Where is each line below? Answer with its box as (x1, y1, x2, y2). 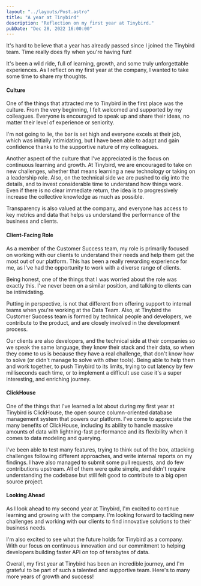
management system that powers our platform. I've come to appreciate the (6, 415, 191, 422)
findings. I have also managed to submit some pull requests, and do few (6, 459, 184, 466)
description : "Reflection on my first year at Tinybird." (6, 20, 154, 26)
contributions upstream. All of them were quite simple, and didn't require (6, 465, 186, 472)
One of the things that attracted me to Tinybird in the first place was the (6, 100, 184, 107)
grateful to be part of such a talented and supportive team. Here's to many (6, 567, 190, 574)
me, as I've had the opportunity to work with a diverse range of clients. (6, 264, 181, 271)
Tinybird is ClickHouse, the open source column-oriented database (6, 409, 173, 416)
